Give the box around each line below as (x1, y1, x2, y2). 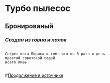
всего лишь (5, 59, 27, 65)
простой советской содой (5, 56, 55, 60)
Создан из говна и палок (5, 36, 67, 43)
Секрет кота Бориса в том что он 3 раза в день (5, 51, 105, 56)
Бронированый (5, 22, 54, 30)
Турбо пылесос (5, 3, 71, 14)
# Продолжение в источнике (5, 72, 63, 78)
